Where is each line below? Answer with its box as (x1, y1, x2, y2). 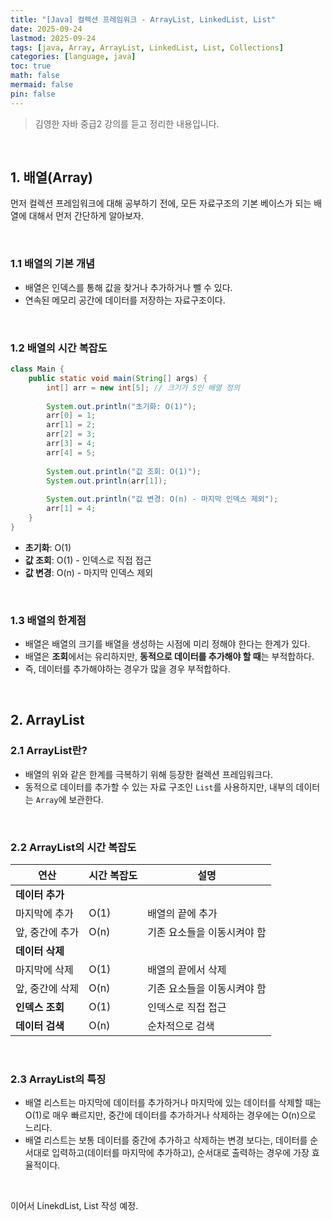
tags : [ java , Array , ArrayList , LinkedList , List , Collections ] (10, 42, 284, 53)
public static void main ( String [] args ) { (28, 373, 208, 383)
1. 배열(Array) (10, 169, 93, 186)
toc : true (10, 61, 52, 71)
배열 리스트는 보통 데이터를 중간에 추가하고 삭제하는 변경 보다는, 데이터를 (24, 1134, 308, 1146)
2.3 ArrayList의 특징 (10, 1072, 107, 1086)
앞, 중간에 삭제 (15, 982, 80, 996)
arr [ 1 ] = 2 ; (46, 420, 97, 430)
